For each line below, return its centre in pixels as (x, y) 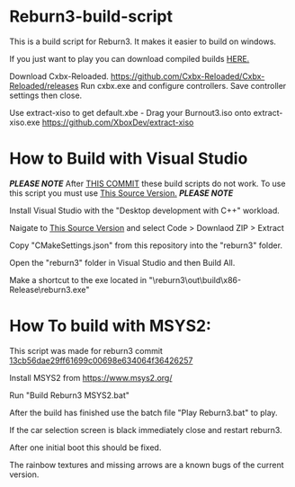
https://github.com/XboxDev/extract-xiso (118, 122)
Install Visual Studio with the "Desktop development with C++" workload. (145, 210)
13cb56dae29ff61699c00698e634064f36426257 (101, 360)
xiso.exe (25, 122)
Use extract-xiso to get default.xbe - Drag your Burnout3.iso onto (130, 112)
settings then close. (46, 95)
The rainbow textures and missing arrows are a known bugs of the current (147, 465)
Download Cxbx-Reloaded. (59, 76)
